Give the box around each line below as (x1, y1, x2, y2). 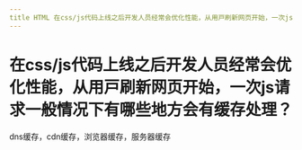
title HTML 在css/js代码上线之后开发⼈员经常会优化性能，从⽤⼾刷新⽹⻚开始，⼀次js (9, 13, 294, 22)
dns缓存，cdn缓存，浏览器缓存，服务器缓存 (9, 131, 172, 142)
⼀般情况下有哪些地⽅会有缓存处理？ (25, 100, 294, 119)
